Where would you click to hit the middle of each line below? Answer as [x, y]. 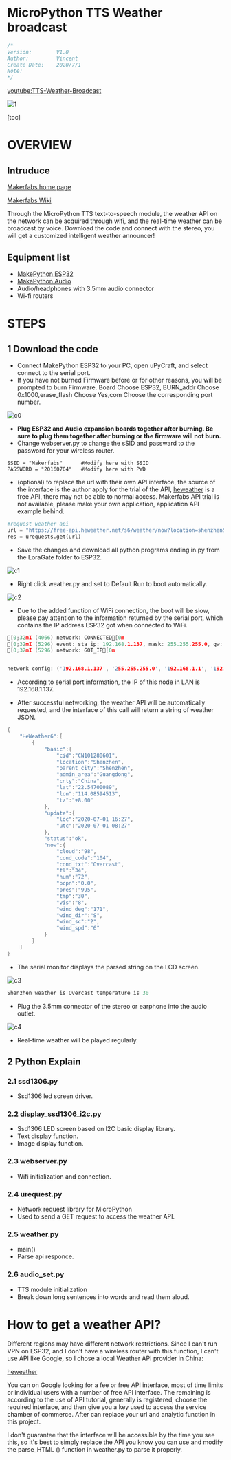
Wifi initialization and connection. [64, 1176]
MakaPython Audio [44, 281]
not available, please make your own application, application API [108, 504]
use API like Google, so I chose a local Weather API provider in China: [106, 1358]
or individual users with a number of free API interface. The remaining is [109, 1392]
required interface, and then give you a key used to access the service [107, 1407]
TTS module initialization [52, 1289]
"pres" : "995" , [76, 890]
